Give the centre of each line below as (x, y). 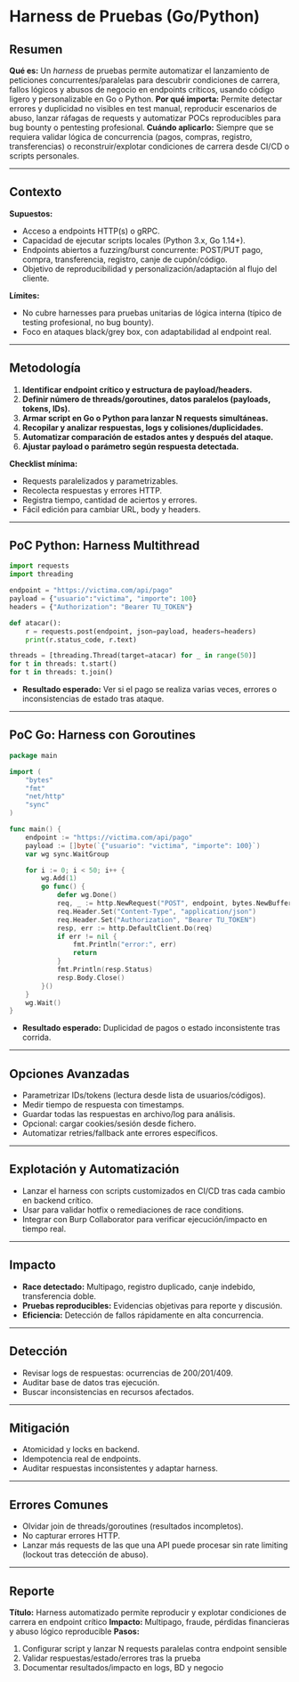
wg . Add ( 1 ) (59, 878)
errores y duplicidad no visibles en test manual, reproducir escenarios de (143, 108)
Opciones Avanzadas (69, 1074)
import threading (41, 575)
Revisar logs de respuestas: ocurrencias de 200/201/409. (127, 1373)
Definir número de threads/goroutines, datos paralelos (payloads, (146, 399)
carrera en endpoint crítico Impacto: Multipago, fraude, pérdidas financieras (149, 1621)
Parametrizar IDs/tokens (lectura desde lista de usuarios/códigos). (144, 1095)
